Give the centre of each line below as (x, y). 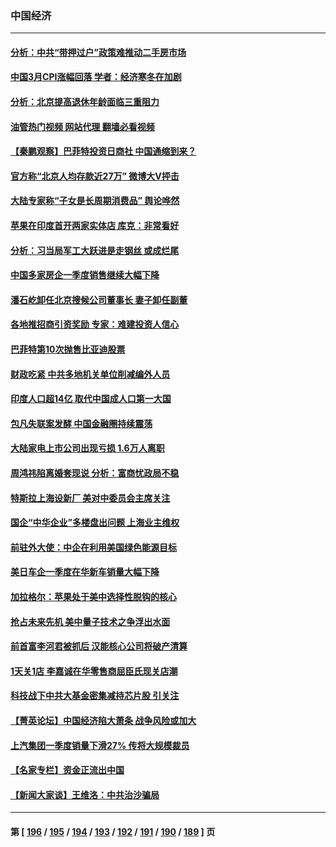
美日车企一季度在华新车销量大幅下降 (85, 572)
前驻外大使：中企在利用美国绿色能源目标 (93, 547)
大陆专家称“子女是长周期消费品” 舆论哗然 (95, 201)
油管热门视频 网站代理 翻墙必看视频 (82, 126)
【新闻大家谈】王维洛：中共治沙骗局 (85, 794)
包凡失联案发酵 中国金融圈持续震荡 (81, 423)
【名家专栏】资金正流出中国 (67, 770)
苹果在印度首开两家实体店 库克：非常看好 (95, 226)
